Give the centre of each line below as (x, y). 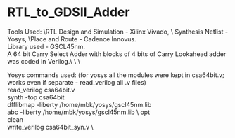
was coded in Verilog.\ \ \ (44, 61)
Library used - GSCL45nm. (46, 46)
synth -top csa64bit (36, 97)
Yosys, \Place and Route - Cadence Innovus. (72, 39)
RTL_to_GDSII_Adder (69, 12)
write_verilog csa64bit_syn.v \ (50, 127)
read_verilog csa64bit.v (41, 90)
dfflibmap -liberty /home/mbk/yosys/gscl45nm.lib (80, 104)
